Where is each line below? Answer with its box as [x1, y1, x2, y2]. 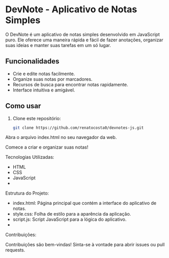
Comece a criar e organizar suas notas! [5, 144, 89, 150]
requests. [5, 247, 26, 253]
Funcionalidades [5, 57, 60, 66]
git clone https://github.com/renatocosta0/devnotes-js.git [12, 125, 144, 130]
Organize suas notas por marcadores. [12, 76, 93, 82]
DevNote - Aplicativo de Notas [5, 4, 137, 15]
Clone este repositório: [12, 115, 61, 121]
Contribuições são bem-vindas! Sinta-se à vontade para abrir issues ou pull [5, 242, 165, 248]
